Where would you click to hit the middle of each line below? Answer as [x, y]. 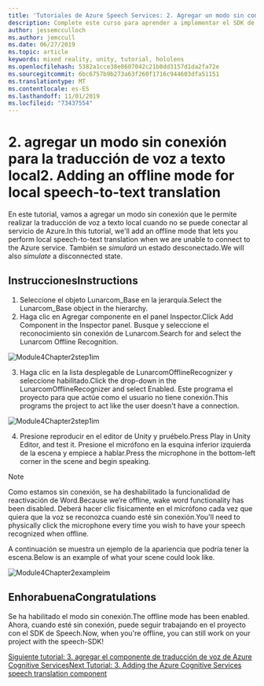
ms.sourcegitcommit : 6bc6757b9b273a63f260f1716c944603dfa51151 [114, 74]
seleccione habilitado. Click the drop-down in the [98, 380]
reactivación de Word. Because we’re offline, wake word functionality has [126, 500]
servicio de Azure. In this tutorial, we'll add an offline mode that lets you [123, 231]
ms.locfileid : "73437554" [50, 103]
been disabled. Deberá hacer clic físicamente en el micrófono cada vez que [130, 508]
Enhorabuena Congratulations [82, 597]
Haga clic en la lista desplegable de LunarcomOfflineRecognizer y [126, 372]
